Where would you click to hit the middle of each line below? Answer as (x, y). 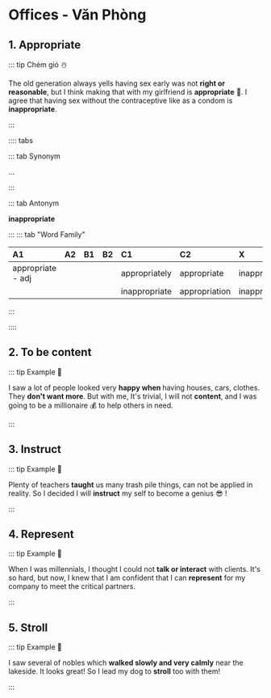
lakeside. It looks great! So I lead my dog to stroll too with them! (115, 671)
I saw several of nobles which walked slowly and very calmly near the (126, 663)
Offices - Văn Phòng (77, 15)
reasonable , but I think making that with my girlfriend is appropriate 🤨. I (128, 92)
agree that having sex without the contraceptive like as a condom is (121, 100)
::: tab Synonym (34, 156)
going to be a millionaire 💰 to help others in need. (91, 405)
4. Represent (41, 534)
